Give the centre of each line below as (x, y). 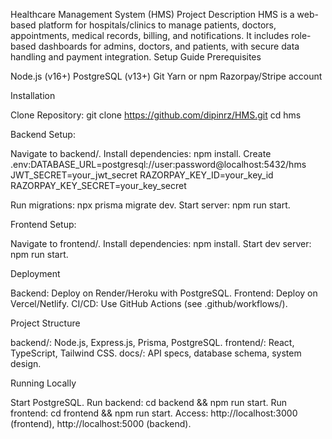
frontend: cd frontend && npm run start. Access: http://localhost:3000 (154, 413)
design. (26, 363)
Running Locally (43, 383)
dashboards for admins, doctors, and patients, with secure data (169, 46)
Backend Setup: (43, 134)
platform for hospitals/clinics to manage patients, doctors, (157, 25)
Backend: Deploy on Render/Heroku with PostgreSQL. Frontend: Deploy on (164, 293)
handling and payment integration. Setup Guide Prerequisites (136, 57)
